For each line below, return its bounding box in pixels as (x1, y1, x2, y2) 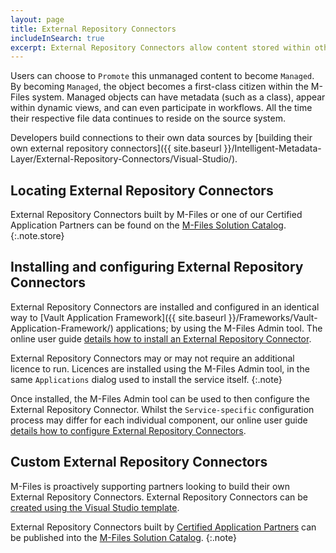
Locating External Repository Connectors (10, 182, 274, 199)
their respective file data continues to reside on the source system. (10, 112, 286, 125)
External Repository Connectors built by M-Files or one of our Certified (10, 209, 303, 221)
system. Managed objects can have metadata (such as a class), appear (31, 91, 326, 103)
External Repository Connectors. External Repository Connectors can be (10, 491, 308, 503)
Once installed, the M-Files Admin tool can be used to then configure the (10, 392, 310, 405)
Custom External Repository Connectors (10, 454, 268, 471)
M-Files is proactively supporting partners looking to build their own (10, 480, 290, 492)
